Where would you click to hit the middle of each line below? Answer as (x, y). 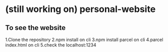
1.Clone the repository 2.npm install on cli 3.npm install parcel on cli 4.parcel (84, 39)
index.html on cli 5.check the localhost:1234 (51, 45)
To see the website (36, 28)
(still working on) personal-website (80, 9)
